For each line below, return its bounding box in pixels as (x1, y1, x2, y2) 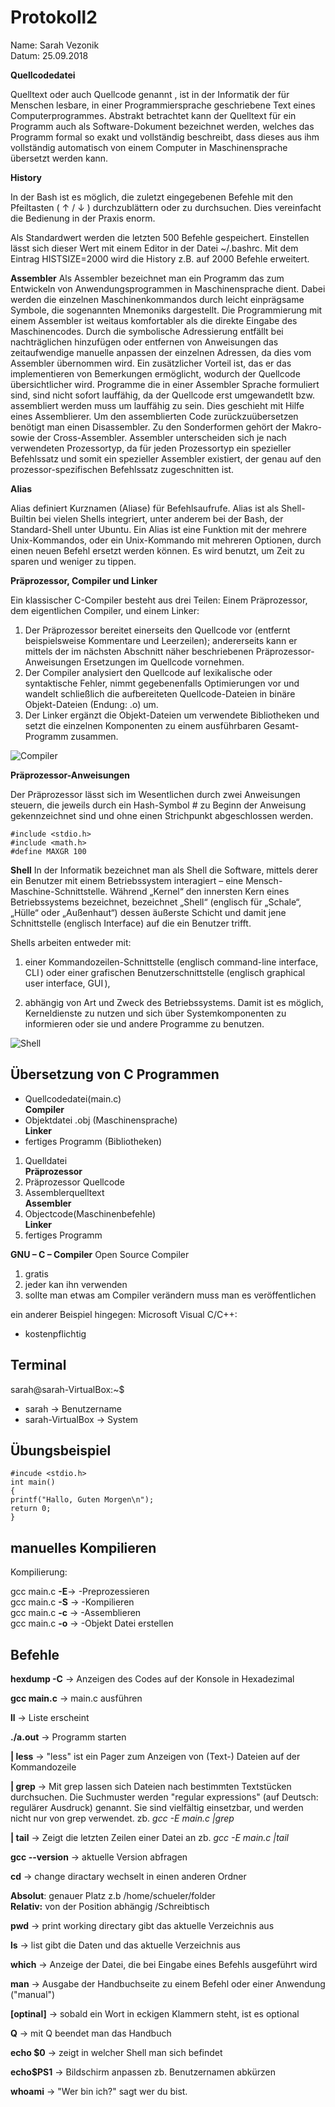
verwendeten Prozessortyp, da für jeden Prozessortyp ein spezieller (10, 442, 292, 454)
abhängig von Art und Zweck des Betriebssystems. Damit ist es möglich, (24, 996, 324, 1008)
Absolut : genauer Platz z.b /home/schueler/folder (10, 1890, 216, 1901)
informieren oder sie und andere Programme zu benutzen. (24, 1017, 265, 1030)
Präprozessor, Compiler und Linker (10, 574, 158, 586)
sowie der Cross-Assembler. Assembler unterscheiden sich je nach (10, 431, 287, 443)
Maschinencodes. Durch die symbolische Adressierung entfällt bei (10, 325, 284, 337)
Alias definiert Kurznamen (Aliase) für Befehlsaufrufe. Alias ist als (10, 502, 280, 514)
